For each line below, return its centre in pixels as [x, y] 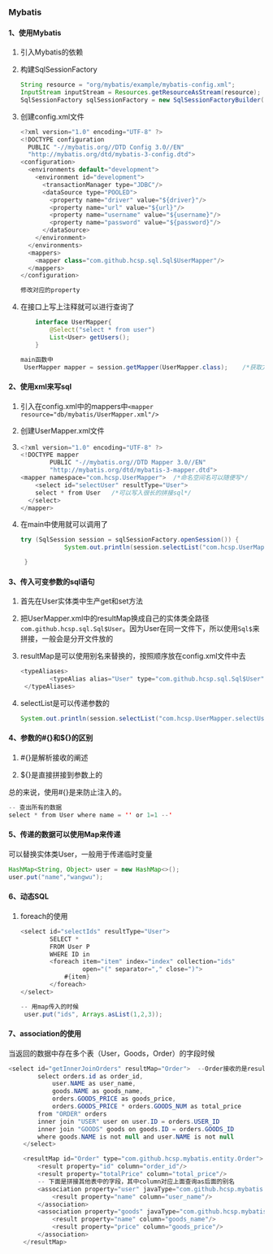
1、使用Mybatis [35, 33]
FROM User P [70, 947]
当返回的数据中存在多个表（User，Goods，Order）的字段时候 [112, 1053]
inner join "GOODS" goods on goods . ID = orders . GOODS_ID [136, 1129]
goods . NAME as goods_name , [97, 1091]
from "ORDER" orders [72, 1114]
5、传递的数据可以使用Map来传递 [65, 834]
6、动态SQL [29, 896]
